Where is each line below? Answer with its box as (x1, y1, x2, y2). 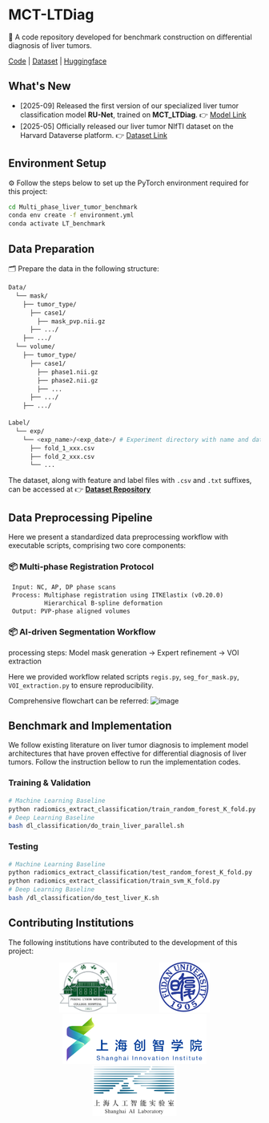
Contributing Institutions (8, 916, 134, 930)
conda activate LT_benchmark (8, 220, 106, 228)
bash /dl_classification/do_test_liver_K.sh (8, 894, 159, 902)
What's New (8, 79, 71, 93)
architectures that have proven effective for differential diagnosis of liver (8, 748, 247, 759)
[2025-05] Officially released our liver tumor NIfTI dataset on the (19, 121, 234, 131)
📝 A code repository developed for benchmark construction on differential (8, 32, 252, 42)
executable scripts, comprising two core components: (8, 541, 187, 550)
